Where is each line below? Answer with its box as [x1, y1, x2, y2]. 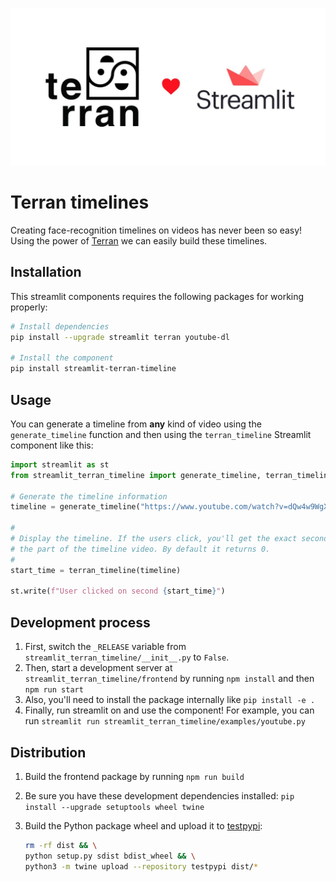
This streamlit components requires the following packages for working [10, 290, 305, 302]
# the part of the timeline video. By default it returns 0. [10, 544, 271, 554]
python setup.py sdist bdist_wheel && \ [24, 851, 196, 861]
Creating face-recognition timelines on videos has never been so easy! [10, 224, 303, 236]
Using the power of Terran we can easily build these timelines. [10, 234, 268, 247]
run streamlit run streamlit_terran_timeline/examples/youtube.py [24, 715, 306, 727]
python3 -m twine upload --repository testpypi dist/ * [24, 861, 259, 872]
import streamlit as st [10, 459, 110, 470]
